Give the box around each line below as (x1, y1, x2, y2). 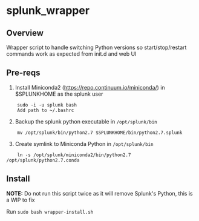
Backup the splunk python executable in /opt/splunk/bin (15, 117, 157, 125)
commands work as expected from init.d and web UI (6, 50, 137, 58)
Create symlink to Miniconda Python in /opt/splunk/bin (15, 140, 154, 147)
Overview (6, 28, 44, 38)
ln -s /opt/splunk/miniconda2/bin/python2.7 (17, 152, 131, 158)
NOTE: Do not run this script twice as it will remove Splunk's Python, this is (6, 190, 193, 197)
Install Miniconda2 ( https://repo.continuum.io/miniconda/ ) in (15, 84, 165, 91)
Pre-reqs (6, 68, 41, 78)
